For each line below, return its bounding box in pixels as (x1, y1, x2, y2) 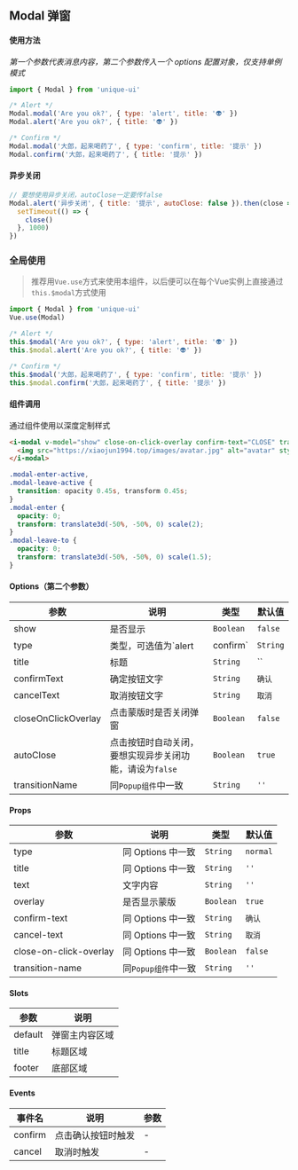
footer (13, 1062, 40, 1074)
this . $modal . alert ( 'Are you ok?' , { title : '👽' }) (9, 345, 202, 355)
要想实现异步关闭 (109, 750, 182, 761)
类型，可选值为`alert (109, 640, 194, 652)
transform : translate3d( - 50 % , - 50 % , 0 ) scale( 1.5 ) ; (17, 553, 213, 561)
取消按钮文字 (109, 690, 164, 702)
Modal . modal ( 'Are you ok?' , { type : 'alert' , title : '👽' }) (9, 109, 238, 118)
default (13, 1028, 43, 1040)
